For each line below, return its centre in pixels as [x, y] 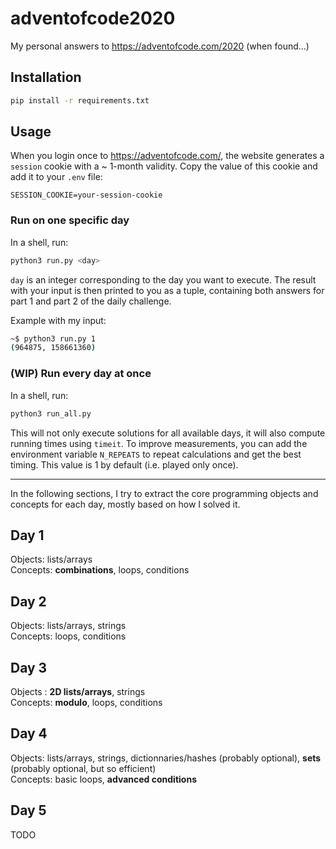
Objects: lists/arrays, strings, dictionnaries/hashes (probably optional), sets [166, 758]
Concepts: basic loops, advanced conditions [103, 779]
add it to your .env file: [56, 177]
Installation [46, 77]
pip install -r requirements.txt [80, 100]
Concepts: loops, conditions [68, 636]
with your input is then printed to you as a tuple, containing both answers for [167, 290]
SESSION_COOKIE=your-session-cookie [86, 195]
